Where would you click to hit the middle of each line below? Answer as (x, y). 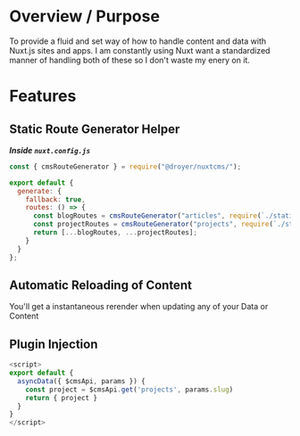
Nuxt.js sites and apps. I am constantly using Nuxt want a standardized (140, 50)
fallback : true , (56, 199)
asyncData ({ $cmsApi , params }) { (81, 381)
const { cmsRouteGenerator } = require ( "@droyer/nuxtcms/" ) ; (125, 167)
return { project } (62, 398)
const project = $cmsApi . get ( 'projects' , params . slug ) (129, 390)
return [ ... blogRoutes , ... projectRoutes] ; (115, 233)
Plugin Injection (54, 344)
